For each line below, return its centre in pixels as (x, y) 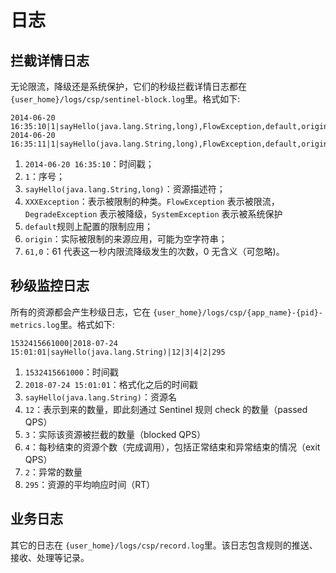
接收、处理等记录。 (50, 557)
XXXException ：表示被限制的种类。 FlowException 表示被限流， (152, 201)
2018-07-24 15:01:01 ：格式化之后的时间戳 (111, 384)
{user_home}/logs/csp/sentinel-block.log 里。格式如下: (125, 99)
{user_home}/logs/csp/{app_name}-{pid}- (237, 312)
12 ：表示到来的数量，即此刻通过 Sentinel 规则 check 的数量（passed (166, 409)
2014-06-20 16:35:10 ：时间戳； (89, 164)
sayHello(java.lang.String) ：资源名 (100, 397)
